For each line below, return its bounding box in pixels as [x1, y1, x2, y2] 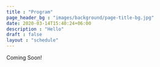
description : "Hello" [6, 26, 64, 32]
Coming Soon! [6, 54, 43, 61]
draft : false [6, 32, 43, 38]
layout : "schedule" [6, 37, 59, 43]
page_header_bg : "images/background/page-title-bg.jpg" [6, 15, 155, 21]
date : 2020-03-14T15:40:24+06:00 [6, 20, 92, 26]
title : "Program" [6, 9, 53, 15]
